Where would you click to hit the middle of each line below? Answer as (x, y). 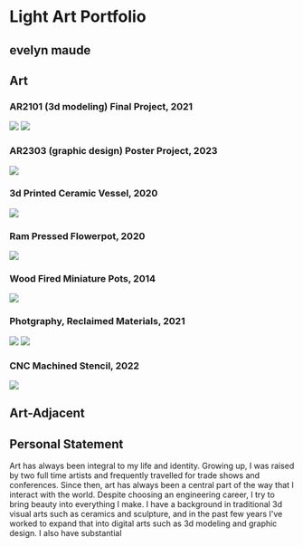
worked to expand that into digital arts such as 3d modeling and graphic (143, 523)
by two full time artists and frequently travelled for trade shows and (135, 475)
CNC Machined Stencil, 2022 (75, 366)
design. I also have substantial (66, 533)
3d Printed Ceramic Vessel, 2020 (84, 194)
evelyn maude (50, 50)
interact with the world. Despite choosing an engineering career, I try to (142, 494)
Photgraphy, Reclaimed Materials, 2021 (97, 321)
